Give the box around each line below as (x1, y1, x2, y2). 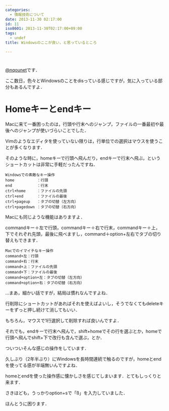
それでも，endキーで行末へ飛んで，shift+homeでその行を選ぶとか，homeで (5, 328, 162, 334)
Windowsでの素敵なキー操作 (5, 172, 55, 177)
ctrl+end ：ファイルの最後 (5, 193, 67, 199)
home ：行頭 (5, 177, 48, 183)
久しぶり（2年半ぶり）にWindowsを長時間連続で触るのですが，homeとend (5, 356, 161, 362)
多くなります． (14, 144, 45, 150)
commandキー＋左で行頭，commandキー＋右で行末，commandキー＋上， (5, 225, 160, 231)
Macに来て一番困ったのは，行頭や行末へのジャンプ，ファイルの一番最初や (5, 121, 160, 127)
